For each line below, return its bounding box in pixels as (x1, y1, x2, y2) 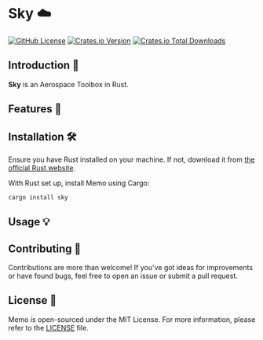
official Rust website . (8, 163, 76, 172)
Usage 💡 (8, 215, 50, 228)
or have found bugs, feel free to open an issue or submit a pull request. (8, 271, 238, 281)
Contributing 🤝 (8, 242, 82, 255)
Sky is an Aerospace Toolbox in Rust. (8, 79, 130, 89)
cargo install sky (8, 193, 68, 201)
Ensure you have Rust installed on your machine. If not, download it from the (8, 155, 255, 164)
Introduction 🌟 (8, 59, 80, 72)
